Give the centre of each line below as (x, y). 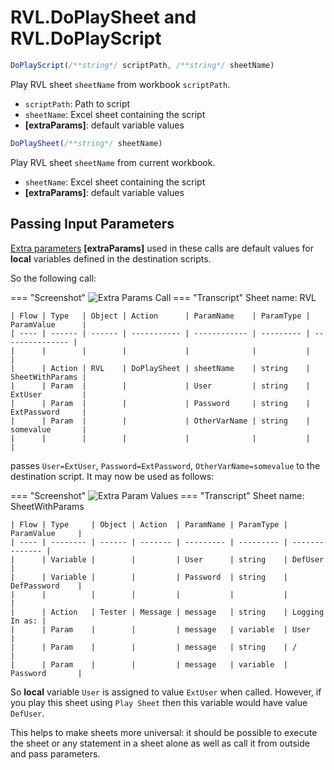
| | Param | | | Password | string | (160, 403)
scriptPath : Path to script (77, 103)
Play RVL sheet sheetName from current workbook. (113, 162)
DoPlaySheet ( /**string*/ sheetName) (86, 143)
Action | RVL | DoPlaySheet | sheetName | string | (180, 368)
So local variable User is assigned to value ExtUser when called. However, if (166, 692)
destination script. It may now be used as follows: (112, 476)
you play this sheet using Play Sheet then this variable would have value (159, 702)
